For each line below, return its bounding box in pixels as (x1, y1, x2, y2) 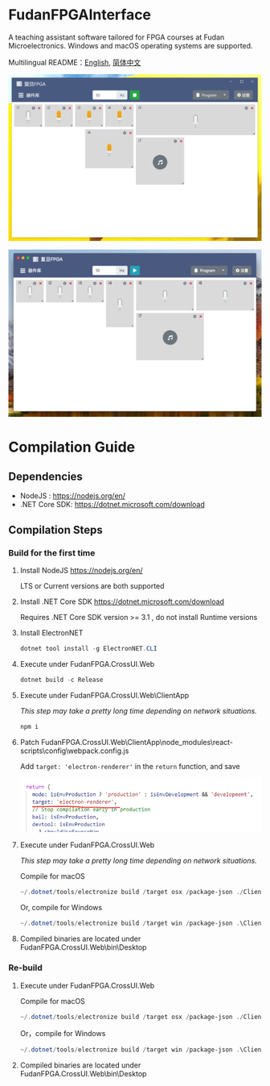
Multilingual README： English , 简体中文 (8, 57, 141, 67)
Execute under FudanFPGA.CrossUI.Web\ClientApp (19, 690, 190, 700)
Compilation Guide (8, 438, 135, 456)
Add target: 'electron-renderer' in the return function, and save (19, 761, 241, 771)
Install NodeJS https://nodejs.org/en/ (19, 566, 143, 576)
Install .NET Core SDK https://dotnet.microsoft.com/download (19, 597, 225, 606)
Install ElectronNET (19, 628, 84, 638)
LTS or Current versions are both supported (19, 581, 165, 591)
